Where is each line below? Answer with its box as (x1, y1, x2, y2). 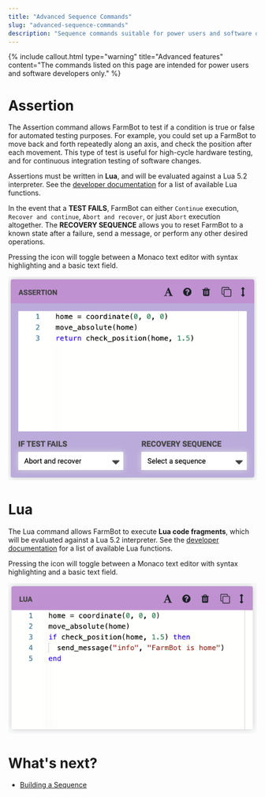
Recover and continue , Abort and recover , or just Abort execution (8, 212, 221, 221)
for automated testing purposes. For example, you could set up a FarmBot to (8, 131, 256, 141)
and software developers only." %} (8, 69, 121, 78)
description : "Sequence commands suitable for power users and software (8, 29, 252, 37)
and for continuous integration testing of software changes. (8, 156, 202, 166)
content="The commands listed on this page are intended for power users (8, 60, 249, 70)
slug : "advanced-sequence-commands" (8, 21, 129, 29)
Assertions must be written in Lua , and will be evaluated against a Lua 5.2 (8, 171, 248, 181)
